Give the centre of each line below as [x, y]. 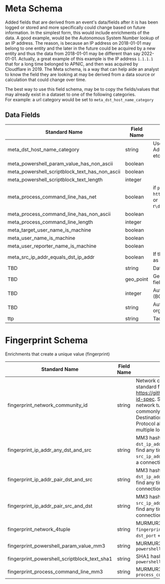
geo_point [137, 279]
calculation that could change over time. [46, 80]
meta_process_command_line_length [50, 222]
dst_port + [148, 535]
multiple [145, 430]
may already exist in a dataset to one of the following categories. [70, 94]
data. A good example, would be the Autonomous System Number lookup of [82, 38]
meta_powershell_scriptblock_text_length [55, 179]
